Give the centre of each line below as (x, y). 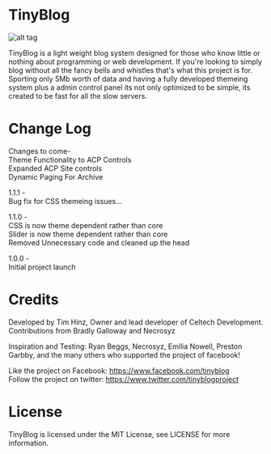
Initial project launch (42, 267)
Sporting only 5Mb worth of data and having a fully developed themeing (128, 78)
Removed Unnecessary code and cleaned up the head (99, 242)
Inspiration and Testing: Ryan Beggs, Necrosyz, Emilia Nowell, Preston (125, 346)
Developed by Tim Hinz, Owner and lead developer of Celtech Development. (136, 322)
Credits (34, 300)
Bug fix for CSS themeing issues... (66, 201)
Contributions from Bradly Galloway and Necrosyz (92, 330)
